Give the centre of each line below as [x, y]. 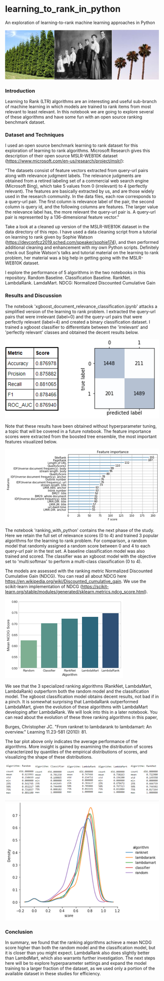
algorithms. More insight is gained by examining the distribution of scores [79, 747]
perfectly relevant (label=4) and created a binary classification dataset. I [78, 322]
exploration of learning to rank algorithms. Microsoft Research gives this [78, 151]
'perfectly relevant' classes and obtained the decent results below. [72, 332]
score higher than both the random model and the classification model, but [80, 947]
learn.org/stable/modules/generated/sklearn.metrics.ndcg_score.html [75, 592]
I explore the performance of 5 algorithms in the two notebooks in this [75, 273]
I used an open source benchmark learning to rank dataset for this [72, 146]
